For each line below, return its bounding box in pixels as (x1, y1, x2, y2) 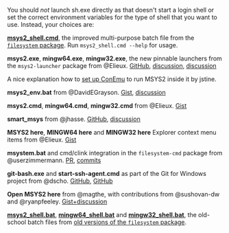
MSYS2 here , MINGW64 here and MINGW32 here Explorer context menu (7, 129, 217, 136)
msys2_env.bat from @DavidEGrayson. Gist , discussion (7, 89, 166, 96)
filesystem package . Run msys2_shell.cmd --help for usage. (7, 41, 178, 49)
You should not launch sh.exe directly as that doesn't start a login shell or (7, 6, 215, 14)
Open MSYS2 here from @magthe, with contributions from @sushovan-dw (7, 190, 220, 198)
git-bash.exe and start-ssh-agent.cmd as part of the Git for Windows (7, 170, 207, 177)
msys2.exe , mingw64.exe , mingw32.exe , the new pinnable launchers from (7, 54, 223, 63)
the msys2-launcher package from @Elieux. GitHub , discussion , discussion (7, 62, 217, 69)
